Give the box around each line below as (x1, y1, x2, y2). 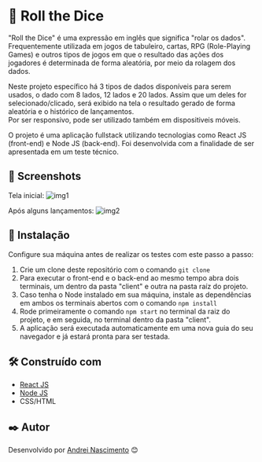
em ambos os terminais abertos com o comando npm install (19, 298, 218, 307)
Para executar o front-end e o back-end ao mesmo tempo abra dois (19, 273, 239, 282)
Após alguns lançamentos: (8, 206, 94, 215)
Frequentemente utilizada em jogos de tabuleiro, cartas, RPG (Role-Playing (8, 41, 251, 50)
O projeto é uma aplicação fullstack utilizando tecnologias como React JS (8, 130, 247, 140)
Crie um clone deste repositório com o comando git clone (19, 265, 211, 274)
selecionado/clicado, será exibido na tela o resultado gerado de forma (8, 98, 236, 108)
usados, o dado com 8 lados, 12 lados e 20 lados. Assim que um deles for (8, 90, 247, 99)
